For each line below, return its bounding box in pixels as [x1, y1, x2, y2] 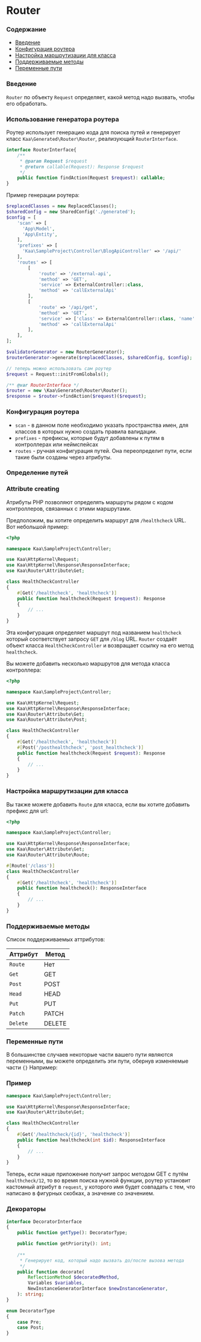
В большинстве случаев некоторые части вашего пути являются [6, 1051, 173, 1058]
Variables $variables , [28, 1280, 85, 1286]
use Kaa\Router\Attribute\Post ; [6, 717, 87, 723]
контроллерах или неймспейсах [14, 441, 99, 448]
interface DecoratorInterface [6, 1219, 82, 1225]
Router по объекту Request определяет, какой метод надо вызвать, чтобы [6, 93, 195, 100]
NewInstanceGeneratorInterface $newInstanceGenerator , [28, 1286, 169, 1292]
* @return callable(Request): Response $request [19, 164, 144, 170]
